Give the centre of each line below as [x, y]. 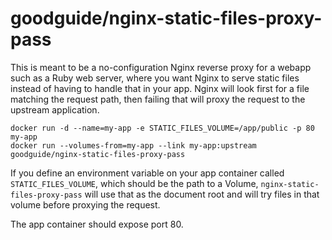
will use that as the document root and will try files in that [202, 194]
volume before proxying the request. [85, 204]
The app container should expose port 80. [97, 224]
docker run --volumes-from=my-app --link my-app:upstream [133, 145]
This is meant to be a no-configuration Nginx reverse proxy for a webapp [161, 67]
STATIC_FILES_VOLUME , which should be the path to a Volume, [134, 183]
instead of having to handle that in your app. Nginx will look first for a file [160, 88]
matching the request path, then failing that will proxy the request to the [158, 99]
